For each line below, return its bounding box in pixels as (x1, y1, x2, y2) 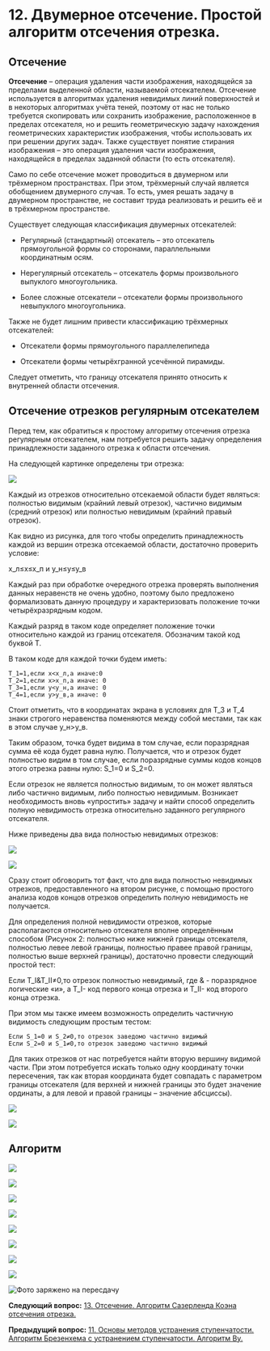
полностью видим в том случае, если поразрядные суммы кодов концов (8, 755, 262, 764)
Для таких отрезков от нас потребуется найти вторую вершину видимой (8, 1053, 261, 1063)
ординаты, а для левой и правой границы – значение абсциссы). (8, 1088, 233, 1098)
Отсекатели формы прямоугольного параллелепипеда (19, 341, 210, 350)
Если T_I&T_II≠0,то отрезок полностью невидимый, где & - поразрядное (8, 975, 257, 985)
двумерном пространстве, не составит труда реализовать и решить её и (8, 196, 263, 205)
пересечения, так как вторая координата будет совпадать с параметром (8, 1070, 263, 1081)
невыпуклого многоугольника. (19, 301, 126, 311)
